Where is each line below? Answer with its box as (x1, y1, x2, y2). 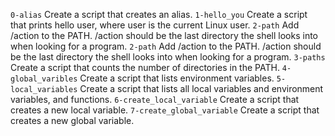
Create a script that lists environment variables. (79, 72, 275, 84)
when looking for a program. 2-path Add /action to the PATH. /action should (10, 40, 322, 52)
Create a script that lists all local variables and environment (79, 83, 324, 94)
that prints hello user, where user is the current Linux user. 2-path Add (10, 19, 300, 31)
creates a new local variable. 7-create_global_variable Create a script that (10, 104, 320, 116)
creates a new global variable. (10, 115, 135, 126)
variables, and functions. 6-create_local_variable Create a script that (10, 94, 300, 105)
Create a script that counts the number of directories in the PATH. (10, 62, 280, 73)
